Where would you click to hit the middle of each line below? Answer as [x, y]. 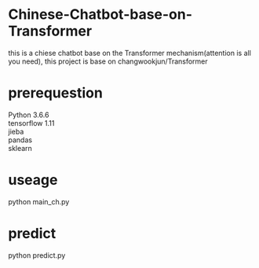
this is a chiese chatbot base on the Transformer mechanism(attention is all [129, 53]
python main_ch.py [39, 201]
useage [33, 180]
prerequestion [56, 93]
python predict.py [37, 255]
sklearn [20, 148]
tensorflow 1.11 [31, 123]
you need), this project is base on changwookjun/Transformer [108, 61]
